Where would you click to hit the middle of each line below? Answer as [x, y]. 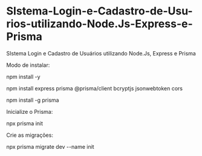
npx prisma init [25, 123]
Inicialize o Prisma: [30, 111]
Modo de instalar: [28, 65]
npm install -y [23, 76]
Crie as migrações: [30, 135]
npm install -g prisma [33, 100]
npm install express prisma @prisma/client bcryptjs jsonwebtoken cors [95, 88]
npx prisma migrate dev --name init [50, 146]
